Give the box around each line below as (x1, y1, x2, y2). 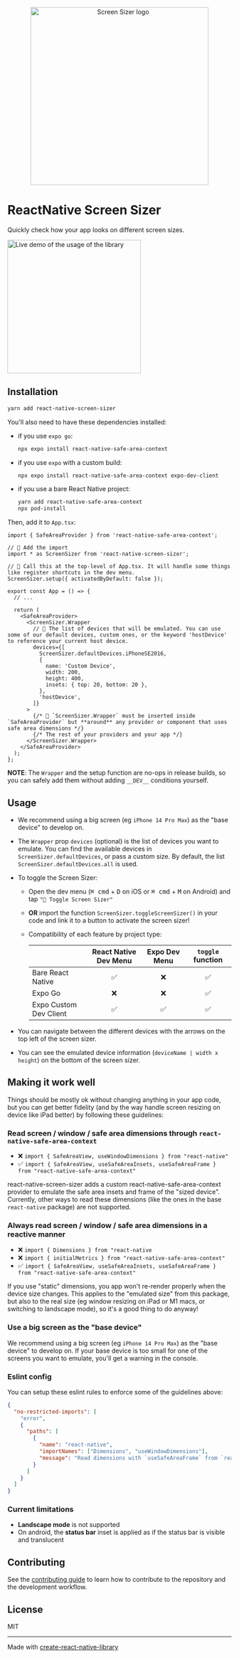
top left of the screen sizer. (17, 1034, 97, 1043)
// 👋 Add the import (7, 545, 69, 552)
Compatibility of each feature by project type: (28, 930, 162, 938)
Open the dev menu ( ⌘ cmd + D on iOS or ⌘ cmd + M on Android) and (28, 887, 231, 896)
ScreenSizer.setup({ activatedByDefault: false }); (7, 575, 164, 583)
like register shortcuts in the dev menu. (7, 570, 135, 577)
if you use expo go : (17, 431, 73, 440)
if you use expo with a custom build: (17, 458, 122, 466)
